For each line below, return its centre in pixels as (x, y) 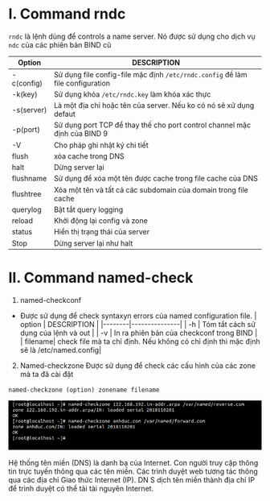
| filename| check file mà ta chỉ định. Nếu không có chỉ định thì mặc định (140, 342)
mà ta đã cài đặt (47, 375)
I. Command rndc (67, 14)
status (22, 232)
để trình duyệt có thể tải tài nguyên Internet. (81, 488)
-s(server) (29, 110)
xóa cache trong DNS (89, 156)
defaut (65, 114)
